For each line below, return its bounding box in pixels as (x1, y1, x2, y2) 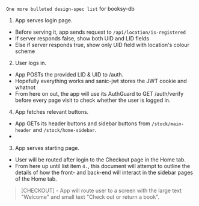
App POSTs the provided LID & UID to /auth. (14, 71, 124, 78)
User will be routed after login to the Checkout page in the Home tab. (14, 156, 186, 163)
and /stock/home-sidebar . (32, 126, 97, 133)
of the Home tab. (14, 175, 57, 183)
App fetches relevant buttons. (14, 108, 89, 115)
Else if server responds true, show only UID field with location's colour (14, 42, 189, 48)
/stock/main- (151, 121, 185, 127)
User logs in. (14, 60, 47, 66)
